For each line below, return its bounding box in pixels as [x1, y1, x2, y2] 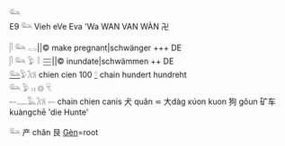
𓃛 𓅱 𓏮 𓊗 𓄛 [9, 82, 52, 93]
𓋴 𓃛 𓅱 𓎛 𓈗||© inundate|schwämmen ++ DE [9, 56, 174, 66]
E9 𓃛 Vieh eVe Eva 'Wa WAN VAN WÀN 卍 [9, 21, 170, 31]
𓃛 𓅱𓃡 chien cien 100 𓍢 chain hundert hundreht [9, 69, 187, 80]
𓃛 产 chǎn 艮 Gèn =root [9, 127, 99, 137]
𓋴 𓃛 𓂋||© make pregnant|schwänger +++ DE [9, 42, 183, 53]
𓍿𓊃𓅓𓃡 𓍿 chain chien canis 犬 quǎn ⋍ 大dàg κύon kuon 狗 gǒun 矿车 [9, 96, 276, 107]
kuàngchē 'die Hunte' [9, 107, 89, 117]
